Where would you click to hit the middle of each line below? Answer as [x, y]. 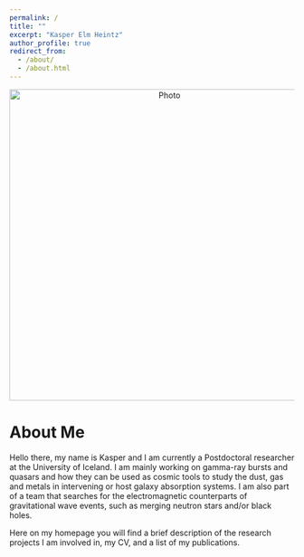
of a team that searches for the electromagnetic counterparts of [128, 495]
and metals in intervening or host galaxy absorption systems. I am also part [149, 486]
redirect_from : [38, 52]
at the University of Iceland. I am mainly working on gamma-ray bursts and [148, 466]
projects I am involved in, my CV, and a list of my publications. [125, 542]
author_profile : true [50, 43]
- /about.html [44, 69]
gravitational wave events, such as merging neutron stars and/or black [141, 505]
